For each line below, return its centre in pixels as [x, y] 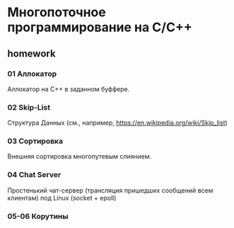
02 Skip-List [29, 107]
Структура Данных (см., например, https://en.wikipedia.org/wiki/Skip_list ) [117, 123]
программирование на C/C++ [100, 27]
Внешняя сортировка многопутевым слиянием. [80, 156]
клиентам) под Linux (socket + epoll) [62, 198]
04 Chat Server [34, 175]
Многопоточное [57, 12]
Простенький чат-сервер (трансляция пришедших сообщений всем [110, 190]
